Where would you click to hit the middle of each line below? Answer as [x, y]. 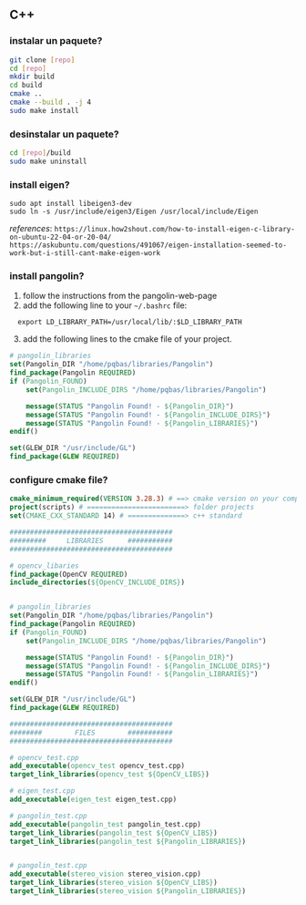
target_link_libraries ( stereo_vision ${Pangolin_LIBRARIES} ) [128, 891]
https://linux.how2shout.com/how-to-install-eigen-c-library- [175, 230]
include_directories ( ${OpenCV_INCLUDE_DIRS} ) [97, 582]
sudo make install [44, 110]
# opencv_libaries [44, 566]
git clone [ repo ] [42, 60]
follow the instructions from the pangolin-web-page [120, 296]
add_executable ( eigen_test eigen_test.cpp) [93, 799]
